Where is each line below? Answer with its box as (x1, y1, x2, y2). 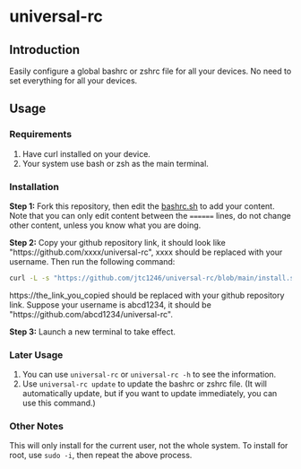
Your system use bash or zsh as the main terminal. (21, 158, 209, 169)
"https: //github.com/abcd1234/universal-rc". (9, 308, 173, 319)
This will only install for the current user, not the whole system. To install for (9, 440, 288, 451)
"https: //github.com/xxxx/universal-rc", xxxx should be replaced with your (9, 247, 283, 257)
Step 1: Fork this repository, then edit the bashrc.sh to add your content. (9, 200, 275, 212)
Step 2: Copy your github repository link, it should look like (9, 237, 226, 248)
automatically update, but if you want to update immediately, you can (21, 388, 278, 399)
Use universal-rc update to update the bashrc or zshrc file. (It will (21, 378, 267, 389)
